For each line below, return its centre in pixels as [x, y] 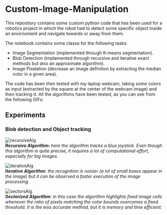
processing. [17, 181]
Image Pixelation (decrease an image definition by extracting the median [87, 69]
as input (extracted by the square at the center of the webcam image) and [81, 89]
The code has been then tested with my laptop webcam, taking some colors [83, 84]
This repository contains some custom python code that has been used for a [84, 23]
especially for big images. [32, 156]
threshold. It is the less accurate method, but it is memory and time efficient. [84, 207]
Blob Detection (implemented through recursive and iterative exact [81, 58]
